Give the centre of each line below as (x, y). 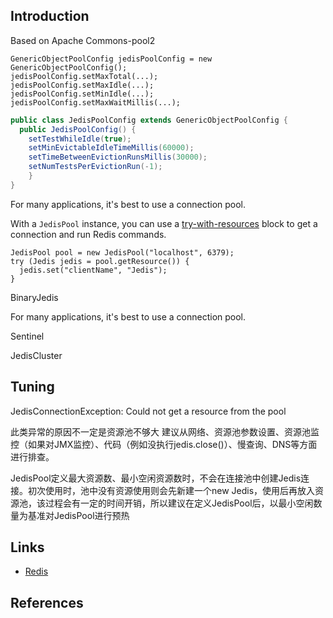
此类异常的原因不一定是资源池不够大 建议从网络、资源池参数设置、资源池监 (165, 431)
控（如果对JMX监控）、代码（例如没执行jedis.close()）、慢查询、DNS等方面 (164, 444)
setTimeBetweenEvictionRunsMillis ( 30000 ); (118, 157)
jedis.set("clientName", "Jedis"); (93, 270)
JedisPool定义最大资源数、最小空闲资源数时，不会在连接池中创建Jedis (156, 478)
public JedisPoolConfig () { (78, 129)
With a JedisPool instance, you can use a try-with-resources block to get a (164, 223)
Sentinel (27, 336)
